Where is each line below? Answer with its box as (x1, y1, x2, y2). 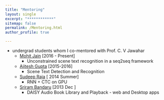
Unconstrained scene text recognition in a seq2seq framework (27, 58, 154, 64)
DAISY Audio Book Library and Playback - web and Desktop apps (27, 89, 160, 95)
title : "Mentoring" (5, 7, 45, 12)
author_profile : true (5, 30, 50, 35)
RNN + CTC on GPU (27, 79, 68, 85)
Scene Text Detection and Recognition (27, 69, 105, 74)
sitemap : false (5, 21, 36, 26)
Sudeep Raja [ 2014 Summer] (19, 74, 79, 79)
